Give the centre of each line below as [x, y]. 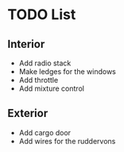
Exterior [28, 113]
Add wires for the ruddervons [67, 141]
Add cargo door [45, 132]
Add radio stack [45, 63]
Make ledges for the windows [67, 72]
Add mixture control [52, 88]
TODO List [42, 15]
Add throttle [39, 80]
